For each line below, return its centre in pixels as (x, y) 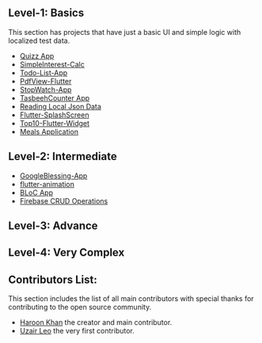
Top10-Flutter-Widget (54, 123)
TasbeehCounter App (55, 97)
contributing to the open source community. (80, 307)
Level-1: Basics (46, 13)
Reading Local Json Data (60, 106)
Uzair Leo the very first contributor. (77, 331)
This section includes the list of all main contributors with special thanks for (131, 299)
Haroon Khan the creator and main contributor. (96, 322)
